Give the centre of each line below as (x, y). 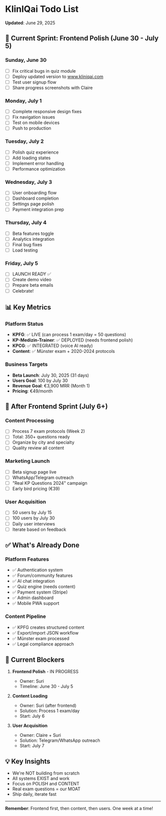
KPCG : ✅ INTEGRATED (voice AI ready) (52, 346)
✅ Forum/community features (42, 576)
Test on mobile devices (36, 123)
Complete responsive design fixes (47, 112)
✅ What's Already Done (42, 545)
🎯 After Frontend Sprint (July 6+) (57, 406)
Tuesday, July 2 (24, 141)
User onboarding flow (34, 193)
